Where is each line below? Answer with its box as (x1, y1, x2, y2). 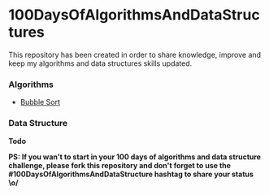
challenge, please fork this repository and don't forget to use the (8, 160, 232, 170)
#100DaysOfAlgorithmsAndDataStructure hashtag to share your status (8, 169, 254, 179)
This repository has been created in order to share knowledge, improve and (8, 50, 262, 59)
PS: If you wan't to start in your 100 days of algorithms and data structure (8, 152, 262, 162)
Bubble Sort (20, 97, 61, 107)
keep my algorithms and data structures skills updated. (8, 58, 193, 68)
